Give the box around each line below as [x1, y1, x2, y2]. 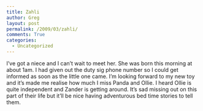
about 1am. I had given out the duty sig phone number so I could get [6, 66, 179, 73]
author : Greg [6, 15, 40, 21]
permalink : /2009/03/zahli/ [6, 26, 79, 32]
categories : [6, 37, 37, 43]
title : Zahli [6, 9, 40, 15]
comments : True [6, 32, 45, 38]
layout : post [6, 20, 40, 26]
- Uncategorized [12, 43, 53, 49]
